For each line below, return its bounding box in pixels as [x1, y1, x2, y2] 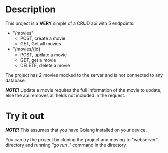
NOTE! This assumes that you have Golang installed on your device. [5, 127, 147, 133]
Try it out [5, 110, 44, 122]
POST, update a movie [20, 52, 67, 58]
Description [5, 4, 56, 15]
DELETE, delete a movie [20, 62, 70, 68]
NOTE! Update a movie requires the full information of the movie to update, [5, 87, 162, 93]
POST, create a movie [20, 35, 66, 41]
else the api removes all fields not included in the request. [5, 92, 125, 98]
